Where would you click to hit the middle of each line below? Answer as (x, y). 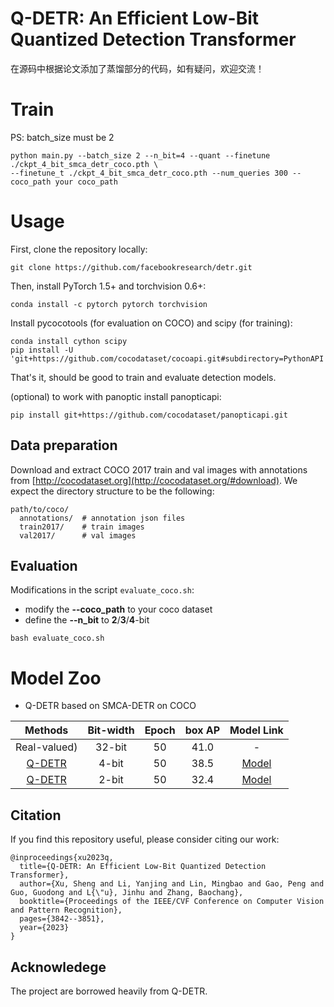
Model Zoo (56, 678)
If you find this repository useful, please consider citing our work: (145, 839)
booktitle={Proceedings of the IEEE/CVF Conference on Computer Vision (172, 902)
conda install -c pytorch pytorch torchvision (109, 304)
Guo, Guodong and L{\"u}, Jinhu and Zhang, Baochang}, (127, 893)
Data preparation (64, 445)
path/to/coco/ (40, 509)
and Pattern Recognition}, (66, 910)
